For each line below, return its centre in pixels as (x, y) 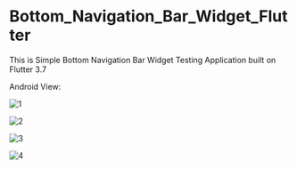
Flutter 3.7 (28, 69)
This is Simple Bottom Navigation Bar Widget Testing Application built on (143, 60)
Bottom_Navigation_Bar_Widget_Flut (148, 16)
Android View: (35, 86)
